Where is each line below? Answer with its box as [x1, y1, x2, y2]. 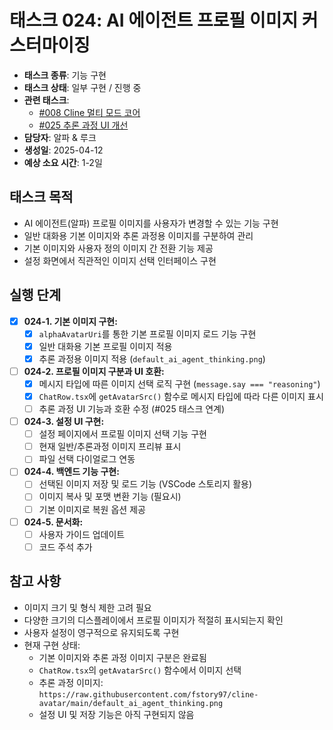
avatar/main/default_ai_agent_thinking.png [38, 698, 224, 708]
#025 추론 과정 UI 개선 [38, 119, 129, 131]
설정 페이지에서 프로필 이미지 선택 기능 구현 [38, 428, 207, 440]
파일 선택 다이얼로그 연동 [38, 453, 136, 465]
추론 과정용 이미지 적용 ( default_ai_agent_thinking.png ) [38, 352, 266, 365]
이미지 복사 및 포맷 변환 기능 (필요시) [38, 491, 182, 503]
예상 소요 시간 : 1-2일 [23, 156, 103, 168]
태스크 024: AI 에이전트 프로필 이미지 [9, 9, 299, 32]
